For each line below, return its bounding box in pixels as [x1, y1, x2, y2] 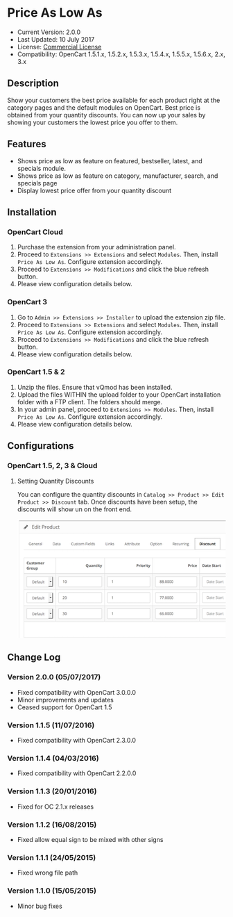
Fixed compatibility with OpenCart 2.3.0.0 [17, 736, 137, 745]
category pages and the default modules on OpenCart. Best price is [7, 103, 201, 112]
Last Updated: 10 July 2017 [17, 35, 95, 43]
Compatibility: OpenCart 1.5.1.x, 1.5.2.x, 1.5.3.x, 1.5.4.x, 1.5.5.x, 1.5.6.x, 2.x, [17, 50, 225, 58]
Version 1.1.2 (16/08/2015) [7, 820, 97, 829]
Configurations [7, 440, 74, 452]
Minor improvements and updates [17, 695, 114, 704]
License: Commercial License [17, 42, 102, 51]
